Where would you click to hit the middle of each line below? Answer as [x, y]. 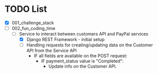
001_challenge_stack [33, 23]
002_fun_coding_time [33, 28]
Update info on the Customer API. [82, 66]
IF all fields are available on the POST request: [80, 56]
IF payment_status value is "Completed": [82, 61]
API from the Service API [51, 51]
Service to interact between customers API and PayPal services [84, 34]
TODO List [26, 9]
